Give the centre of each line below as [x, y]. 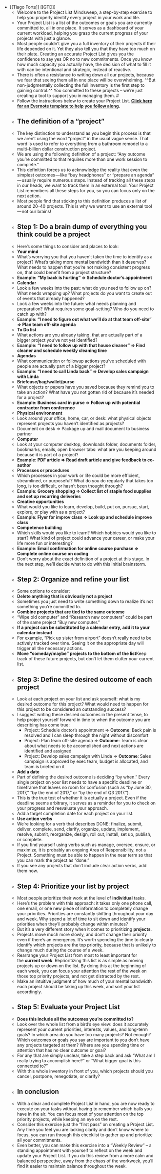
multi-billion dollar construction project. [57, 149]
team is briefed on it [44, 767]
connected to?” [32, 1066]
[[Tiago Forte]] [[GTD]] [33, 7]
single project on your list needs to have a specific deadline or [80, 782]
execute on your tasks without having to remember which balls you [84, 1109]
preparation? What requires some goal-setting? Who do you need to [85, 309]
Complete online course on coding [53, 553]
